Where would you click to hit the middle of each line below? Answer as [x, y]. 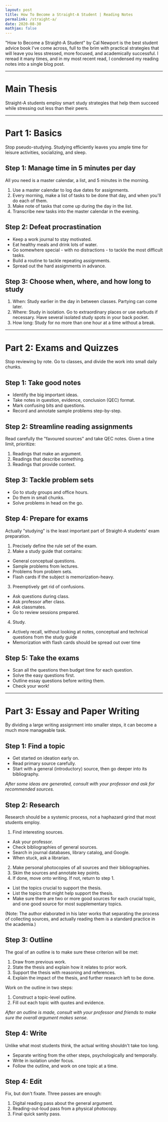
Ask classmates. [29, 607]
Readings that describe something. [48, 459]
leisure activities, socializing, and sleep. [46, 152]
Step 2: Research [32, 805]
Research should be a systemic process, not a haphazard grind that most [80, 817]
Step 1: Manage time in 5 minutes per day [70, 168]
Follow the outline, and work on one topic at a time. [65, 1066]
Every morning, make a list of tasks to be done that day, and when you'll [86, 195]
